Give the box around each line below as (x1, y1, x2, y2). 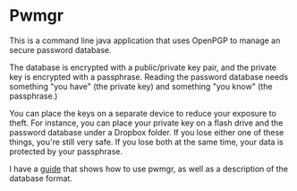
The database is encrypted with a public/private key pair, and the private (9, 62, 277, 73)
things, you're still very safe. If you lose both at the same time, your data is (9, 136, 284, 147)
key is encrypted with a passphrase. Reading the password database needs (9, 71, 289, 82)
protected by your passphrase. (9, 145, 123, 157)
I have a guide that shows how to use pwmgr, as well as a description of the (9, 163, 289, 174)
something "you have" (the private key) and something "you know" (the (9, 81, 273, 91)
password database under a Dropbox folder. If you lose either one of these (9, 126, 284, 137)
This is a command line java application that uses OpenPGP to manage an (9, 35, 281, 46)
